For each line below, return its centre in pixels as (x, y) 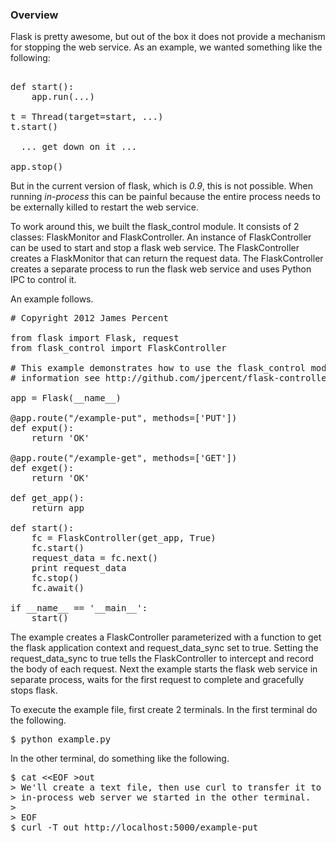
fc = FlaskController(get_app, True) (124, 538)
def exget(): (42, 468)
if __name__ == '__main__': (79, 608)
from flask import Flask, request (95, 338)
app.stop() (37, 167)
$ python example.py (61, 739)
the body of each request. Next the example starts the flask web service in (164, 669)
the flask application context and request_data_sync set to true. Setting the (164, 648)
